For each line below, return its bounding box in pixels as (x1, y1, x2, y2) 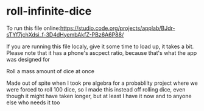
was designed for (6, 56, 51, 63)
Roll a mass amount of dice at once (6, 67, 94, 74)
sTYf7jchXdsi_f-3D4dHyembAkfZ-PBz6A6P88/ (6, 30, 124, 38)
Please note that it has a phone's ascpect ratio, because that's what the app (6, 49, 197, 56)
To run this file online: (6, 24, 61, 32)
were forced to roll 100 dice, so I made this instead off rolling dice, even (6, 85, 186, 93)
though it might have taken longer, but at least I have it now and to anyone (6, 92, 192, 99)
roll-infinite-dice (6, 4, 92, 18)
